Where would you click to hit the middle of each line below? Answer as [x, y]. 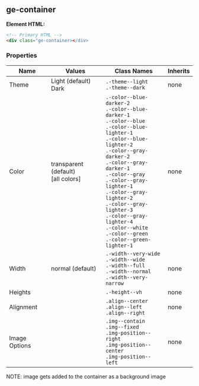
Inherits [179, 71]
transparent [68, 164]
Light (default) [71, 81]
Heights [20, 292]
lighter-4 [119, 221]
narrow [115, 283]
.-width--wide [125, 259]
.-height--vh [124, 292]
